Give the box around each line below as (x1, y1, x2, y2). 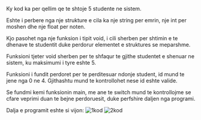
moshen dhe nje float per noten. (6, 23, 86, 30)
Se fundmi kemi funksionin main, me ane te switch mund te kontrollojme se (6, 89, 191, 95)
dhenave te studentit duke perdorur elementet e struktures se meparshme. (6, 41, 191, 48)
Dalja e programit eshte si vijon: (6, 107, 84, 113)
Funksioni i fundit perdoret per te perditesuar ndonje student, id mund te (6, 71, 185, 77)
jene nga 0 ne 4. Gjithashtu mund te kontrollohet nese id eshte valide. (6, 77, 178, 84)
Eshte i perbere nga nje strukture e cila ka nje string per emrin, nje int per (6, 17, 187, 23)
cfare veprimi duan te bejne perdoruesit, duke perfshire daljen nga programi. (6, 95, 196, 102)
